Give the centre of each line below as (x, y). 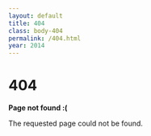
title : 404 (27, 23)
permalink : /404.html (45, 38)
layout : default (36, 16)
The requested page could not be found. (76, 124)
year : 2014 (27, 46)
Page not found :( (38, 108)
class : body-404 (36, 31)
